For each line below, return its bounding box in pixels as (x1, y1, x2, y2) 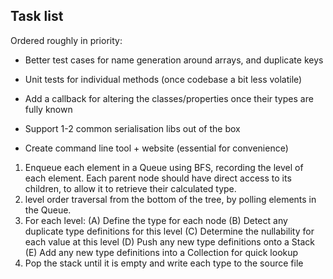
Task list (10, 8, 64, 25)
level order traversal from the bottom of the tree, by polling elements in (24, 193, 317, 205)
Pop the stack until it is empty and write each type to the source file (24, 257, 304, 269)
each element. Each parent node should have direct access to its (24, 172, 292, 184)
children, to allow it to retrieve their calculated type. (24, 182, 237, 194)
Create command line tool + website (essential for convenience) (24, 142, 289, 154)
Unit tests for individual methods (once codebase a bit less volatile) (24, 73, 303, 85)
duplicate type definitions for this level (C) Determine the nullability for (24, 225, 315, 237)
